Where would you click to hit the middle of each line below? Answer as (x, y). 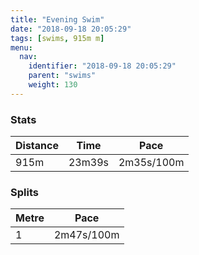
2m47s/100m (86, 235)
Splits (24, 192)
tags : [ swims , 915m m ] (57, 38)
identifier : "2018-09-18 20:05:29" (102, 66)
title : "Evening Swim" (57, 19)
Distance (37, 146)
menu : (21, 47)
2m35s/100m (151, 163)
